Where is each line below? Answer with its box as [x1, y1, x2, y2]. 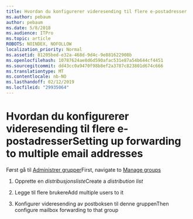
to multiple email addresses [6, 147, 143, 161]
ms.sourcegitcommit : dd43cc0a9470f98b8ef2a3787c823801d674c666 [6, 62, 164, 69]
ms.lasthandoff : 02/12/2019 [6, 79, 75, 85]
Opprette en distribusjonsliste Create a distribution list [14, 178, 143, 185]
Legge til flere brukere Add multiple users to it [14, 189, 124, 196]
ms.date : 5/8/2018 [6, 25, 51, 31]
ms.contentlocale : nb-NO [6, 74, 67, 79]
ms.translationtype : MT [6, 68, 64, 74]
